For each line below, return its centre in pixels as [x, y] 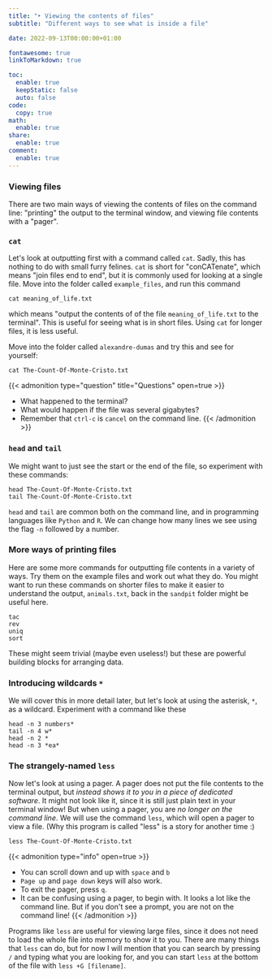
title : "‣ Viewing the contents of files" [81, 16]
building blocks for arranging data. [66, 662]
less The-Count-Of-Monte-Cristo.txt [70, 841]
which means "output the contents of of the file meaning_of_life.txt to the [134, 314]
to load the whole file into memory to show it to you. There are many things [134, 940]
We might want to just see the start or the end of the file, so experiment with [136, 466]
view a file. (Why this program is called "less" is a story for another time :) [132, 827]
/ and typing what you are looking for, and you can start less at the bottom [133, 957]
